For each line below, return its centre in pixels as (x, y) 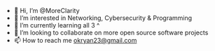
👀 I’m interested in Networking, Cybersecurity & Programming (103, 18)
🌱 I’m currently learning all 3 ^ (57, 25)
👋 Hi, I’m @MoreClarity (47, 11)
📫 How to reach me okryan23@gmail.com (75, 40)
